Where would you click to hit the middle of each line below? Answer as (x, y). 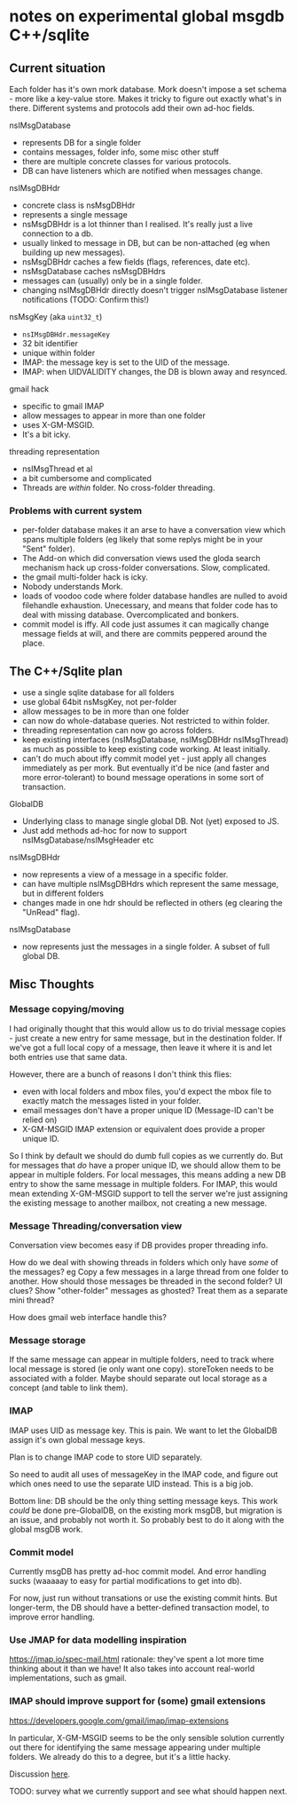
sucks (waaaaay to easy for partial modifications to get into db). (125, 1580)
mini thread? (32, 1300)
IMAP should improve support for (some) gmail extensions (137, 1701)
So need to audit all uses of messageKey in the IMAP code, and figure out (144, 1474)
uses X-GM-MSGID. (58, 425)
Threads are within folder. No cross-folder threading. (118, 487)
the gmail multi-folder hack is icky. (85, 577)
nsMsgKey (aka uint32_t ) (56, 317)
